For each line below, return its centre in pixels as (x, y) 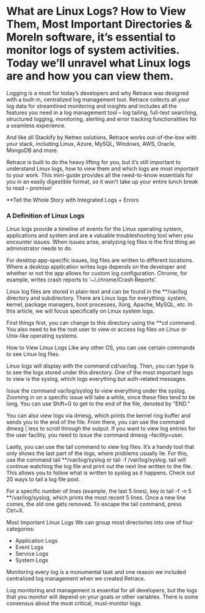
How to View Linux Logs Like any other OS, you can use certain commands (101, 348)
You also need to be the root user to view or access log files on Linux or (97, 329)
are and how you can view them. (90, 76)
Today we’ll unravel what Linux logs (99, 63)
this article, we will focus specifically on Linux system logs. (81, 311)
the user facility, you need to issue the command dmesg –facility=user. (95, 435)
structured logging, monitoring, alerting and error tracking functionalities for (102, 119)
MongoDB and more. (33, 150)
